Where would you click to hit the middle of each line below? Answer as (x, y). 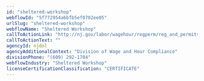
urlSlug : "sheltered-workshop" (46, 23)
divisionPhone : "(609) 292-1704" (49, 57)
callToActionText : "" (34, 40)
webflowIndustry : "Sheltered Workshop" (57, 63)
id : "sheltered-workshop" (39, 12)
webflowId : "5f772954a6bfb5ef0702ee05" (57, 18)
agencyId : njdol (27, 46)
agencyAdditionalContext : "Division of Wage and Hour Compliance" (92, 52)
